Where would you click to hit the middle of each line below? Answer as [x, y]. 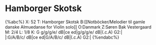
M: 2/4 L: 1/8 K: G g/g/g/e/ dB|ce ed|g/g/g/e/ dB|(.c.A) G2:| [64, 32]
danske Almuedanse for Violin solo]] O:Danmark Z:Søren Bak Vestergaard [78, 27]
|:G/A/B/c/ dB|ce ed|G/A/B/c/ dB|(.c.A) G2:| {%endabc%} [62, 37]
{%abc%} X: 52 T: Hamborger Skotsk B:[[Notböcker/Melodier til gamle [75, 22]
